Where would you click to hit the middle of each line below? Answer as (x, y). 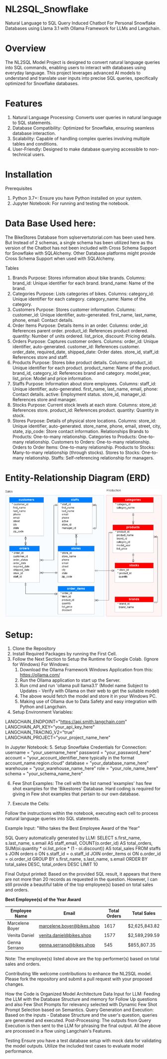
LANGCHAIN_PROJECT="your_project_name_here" (58, 738)
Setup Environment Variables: (42, 712)
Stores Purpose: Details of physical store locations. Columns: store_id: (84, 421)
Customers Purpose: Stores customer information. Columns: (74, 309)
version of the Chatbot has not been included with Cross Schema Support (81, 248)
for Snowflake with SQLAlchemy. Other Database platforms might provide (80, 253)
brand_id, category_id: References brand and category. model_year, (82, 373)
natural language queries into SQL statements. (53, 819)
